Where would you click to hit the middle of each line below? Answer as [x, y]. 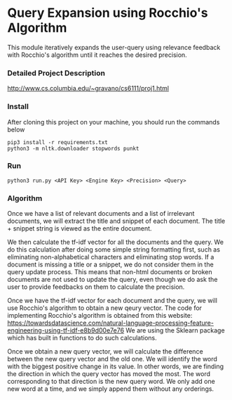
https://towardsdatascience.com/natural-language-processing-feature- [110, 323]
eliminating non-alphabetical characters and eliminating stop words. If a [111, 257]
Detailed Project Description [56, 73]
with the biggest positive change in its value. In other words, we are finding [116, 366]
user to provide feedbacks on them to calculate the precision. [96, 287]
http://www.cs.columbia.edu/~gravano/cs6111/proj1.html [88, 89]
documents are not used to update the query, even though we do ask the [112, 280]
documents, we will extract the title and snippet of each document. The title [116, 221]
